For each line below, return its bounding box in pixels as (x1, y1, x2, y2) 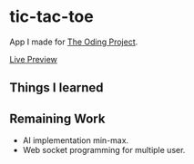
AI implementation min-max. (22, 135, 129, 146)
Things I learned (9, 80, 104, 96)
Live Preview (9, 53, 57, 64)
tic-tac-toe (9, 6, 94, 27)
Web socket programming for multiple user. (22, 145, 186, 156)
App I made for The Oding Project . (9, 36, 138, 47)
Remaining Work (9, 111, 106, 126)
